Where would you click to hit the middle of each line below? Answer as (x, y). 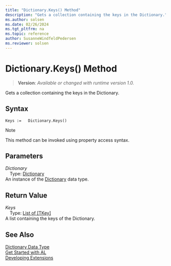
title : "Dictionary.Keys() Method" (43, 10)
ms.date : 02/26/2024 (27, 24)
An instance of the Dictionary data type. (47, 179)
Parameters (24, 156)
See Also (20, 235)
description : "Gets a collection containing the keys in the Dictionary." (86, 15)
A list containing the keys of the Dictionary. (50, 218)
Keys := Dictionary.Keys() (36, 121)
